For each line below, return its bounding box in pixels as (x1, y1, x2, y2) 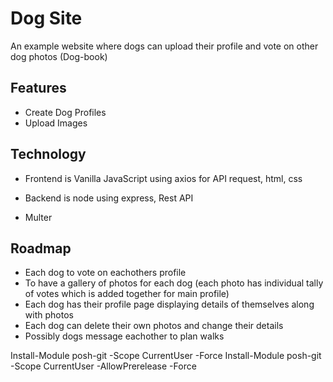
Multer (24, 211, 53, 223)
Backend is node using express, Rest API (24, 192, 194, 204)
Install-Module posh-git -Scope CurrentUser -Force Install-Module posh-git (10, 350, 322, 362)
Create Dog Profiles (24, 106, 107, 118)
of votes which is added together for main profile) (24, 288, 230, 300)
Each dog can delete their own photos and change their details (24, 320, 284, 332)
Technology (10, 146, 87, 163)
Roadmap (10, 240, 72, 257)
